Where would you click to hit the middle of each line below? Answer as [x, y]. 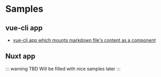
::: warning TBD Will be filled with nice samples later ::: [63, 69]
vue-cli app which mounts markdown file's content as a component [84, 40]
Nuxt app [20, 56]
